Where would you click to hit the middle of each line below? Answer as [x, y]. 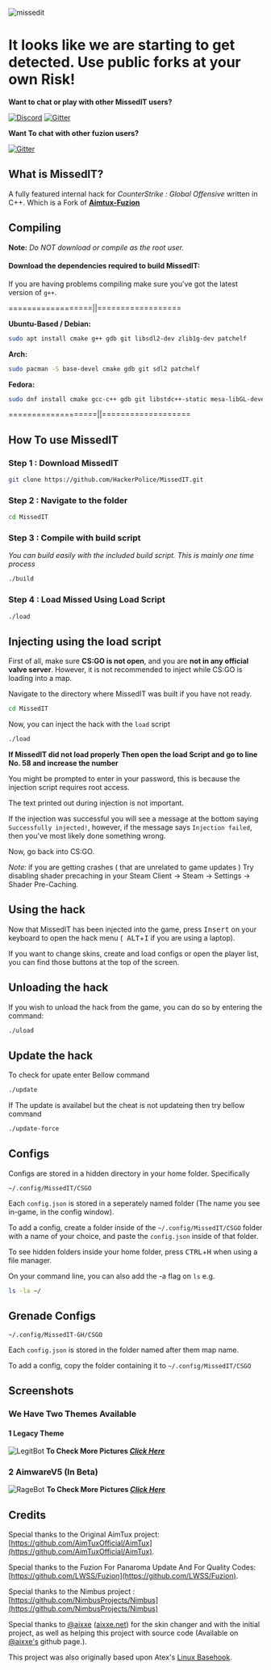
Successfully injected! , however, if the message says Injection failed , [130, 827]
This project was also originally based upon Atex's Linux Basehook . [120, 1657]
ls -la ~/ [25, 1291]
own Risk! [42, 80]
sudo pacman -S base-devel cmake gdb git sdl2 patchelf [104, 369]
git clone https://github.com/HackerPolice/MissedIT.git [106, 480]
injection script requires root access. [69, 788]
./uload [21, 1030]
